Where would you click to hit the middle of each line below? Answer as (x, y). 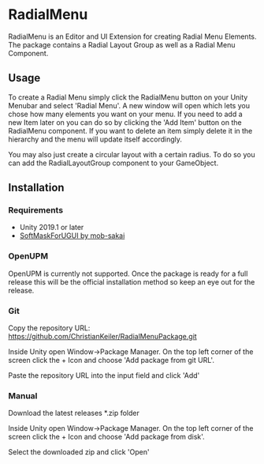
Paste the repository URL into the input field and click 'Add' (104, 375)
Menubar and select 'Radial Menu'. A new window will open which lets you (129, 105)
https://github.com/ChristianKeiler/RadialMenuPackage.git (102, 337)
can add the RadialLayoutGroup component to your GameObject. (113, 163)
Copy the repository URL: (49, 328)
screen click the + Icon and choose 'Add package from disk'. (106, 437)
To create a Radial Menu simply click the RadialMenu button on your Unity (128, 97)
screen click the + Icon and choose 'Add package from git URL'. (112, 360)
